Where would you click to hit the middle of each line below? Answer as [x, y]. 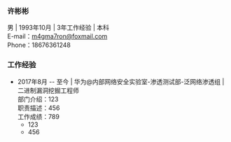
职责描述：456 [38, 108]
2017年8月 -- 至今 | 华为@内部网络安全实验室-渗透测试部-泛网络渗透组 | [121, 81]
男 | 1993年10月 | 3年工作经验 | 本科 [58, 28]
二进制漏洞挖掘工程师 [48, 90]
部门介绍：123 [38, 99]
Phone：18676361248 [39, 45]
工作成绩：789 [38, 116]
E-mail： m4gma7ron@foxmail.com [57, 36]
